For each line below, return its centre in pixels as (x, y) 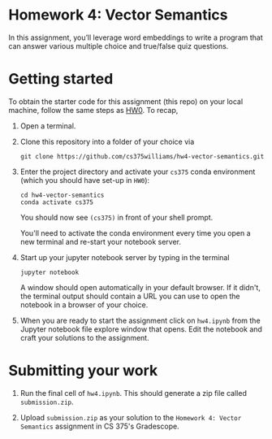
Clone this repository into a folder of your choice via (107, 141)
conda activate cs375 (56, 202)
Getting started (61, 79)
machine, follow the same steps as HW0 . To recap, (93, 110)
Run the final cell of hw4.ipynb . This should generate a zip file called (134, 393)
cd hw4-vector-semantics (62, 195)
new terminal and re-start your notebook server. (100, 241)
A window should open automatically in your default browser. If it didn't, (140, 287)
